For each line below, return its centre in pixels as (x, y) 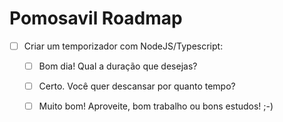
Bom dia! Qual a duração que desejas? (118, 66)
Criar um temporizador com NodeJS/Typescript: (123, 46)
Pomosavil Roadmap (96, 18)
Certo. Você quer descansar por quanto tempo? (137, 86)
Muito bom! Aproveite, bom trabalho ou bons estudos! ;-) (156, 106)
